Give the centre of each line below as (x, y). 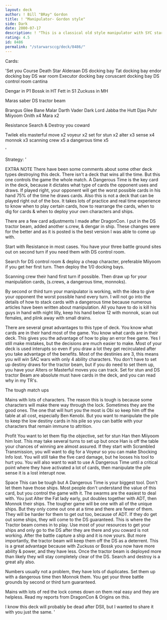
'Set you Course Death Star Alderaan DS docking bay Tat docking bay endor (83, 71)
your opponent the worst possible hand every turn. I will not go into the (78, 296)
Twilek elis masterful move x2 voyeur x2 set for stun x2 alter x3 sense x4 (80, 134)
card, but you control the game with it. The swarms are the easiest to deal (81, 493)
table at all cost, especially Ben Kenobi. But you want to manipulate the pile (82, 415)
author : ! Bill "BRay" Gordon (37, 14)
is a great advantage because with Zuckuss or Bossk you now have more (80, 546)
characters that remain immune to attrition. (49, 426)
